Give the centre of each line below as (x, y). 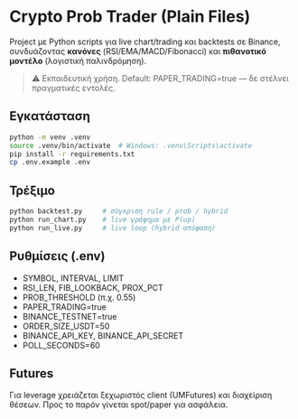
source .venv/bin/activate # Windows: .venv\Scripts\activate (131, 145)
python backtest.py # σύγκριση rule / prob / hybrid (119, 211)
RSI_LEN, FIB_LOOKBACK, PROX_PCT (93, 287)
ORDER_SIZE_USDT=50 (66, 326)
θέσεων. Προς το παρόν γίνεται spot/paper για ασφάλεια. (119, 405)
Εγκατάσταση (50, 116)
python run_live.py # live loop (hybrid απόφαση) (113, 228)
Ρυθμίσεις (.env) (57, 256)
